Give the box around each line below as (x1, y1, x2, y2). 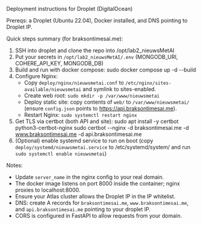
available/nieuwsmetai (24, 87, 82, 93)
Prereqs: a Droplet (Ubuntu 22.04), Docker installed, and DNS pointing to (6, 17, 188, 24)
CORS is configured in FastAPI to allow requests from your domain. (15, 212, 183, 219)
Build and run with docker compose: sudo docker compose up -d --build (15, 66, 197, 73)
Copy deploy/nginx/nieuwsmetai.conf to (24, 79, 124, 86)
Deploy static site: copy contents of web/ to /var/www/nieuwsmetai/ (24, 98, 189, 106)
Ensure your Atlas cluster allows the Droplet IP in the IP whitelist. (15, 193, 176, 200)
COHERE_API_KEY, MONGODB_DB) (15, 60, 104, 67)
